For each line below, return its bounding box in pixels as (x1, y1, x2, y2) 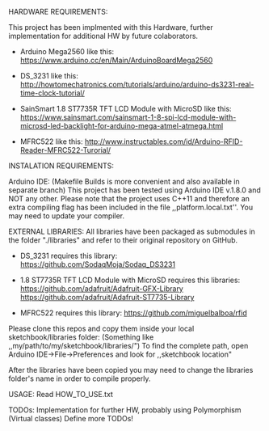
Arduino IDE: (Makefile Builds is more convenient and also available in (8, 177, 240, 186)
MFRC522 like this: (19, 137, 83, 146)
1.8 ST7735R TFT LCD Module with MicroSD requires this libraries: (19, 275, 241, 285)
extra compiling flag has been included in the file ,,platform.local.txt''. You (8, 202, 254, 212)
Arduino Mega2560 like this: (19, 47, 115, 56)
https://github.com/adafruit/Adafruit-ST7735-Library (19, 293, 195, 302)
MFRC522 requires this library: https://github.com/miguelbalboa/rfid (19, 308, 248, 318)
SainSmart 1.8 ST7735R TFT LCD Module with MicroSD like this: (19, 104, 232, 113)
